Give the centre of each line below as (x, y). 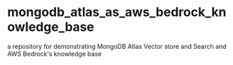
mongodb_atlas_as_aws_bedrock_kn (117, 12)
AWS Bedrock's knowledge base (54, 54)
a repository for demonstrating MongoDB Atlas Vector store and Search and (117, 46)
